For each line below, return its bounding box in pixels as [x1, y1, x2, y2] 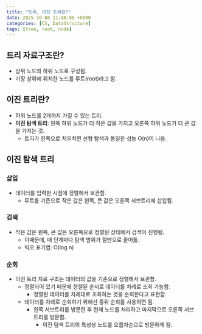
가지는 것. [21, 127, 45, 134]
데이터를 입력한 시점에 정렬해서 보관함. [15, 189, 106, 196]
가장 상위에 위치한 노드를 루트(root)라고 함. [15, 75, 117, 82]
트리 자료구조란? [6, 50, 64, 60]
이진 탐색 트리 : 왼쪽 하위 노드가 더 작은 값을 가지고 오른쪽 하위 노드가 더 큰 [15, 119, 190, 127]
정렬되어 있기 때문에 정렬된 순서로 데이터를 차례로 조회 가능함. [24, 283, 170, 290]
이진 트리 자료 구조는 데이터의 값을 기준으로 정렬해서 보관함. [15, 275, 157, 283]
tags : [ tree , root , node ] [6, 26, 72, 32]
